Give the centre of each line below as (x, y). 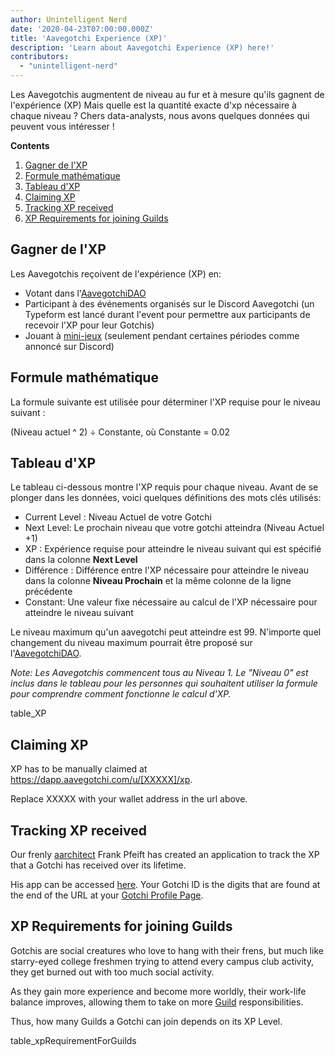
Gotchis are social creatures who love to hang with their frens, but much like (167, 950)
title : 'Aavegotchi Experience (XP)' (89, 38)
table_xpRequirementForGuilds (73, 1040)
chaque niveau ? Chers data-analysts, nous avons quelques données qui (160, 115)
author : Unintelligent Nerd (69, 19)
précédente (48, 592)
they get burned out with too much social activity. (112, 972)
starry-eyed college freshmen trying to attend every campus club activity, (162, 961)
